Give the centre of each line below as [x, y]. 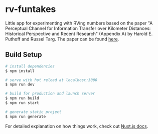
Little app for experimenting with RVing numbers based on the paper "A [79, 23]
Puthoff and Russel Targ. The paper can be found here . [62, 39]
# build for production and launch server [50, 93]
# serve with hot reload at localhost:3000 [51, 80]
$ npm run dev [20, 84]
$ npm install [20, 71]
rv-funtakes [31, 9]
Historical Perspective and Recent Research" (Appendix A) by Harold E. [79, 33]
